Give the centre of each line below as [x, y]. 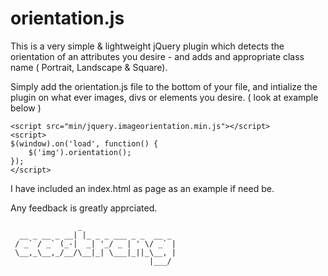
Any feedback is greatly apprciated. [84, 208]
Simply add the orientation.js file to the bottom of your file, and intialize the [164, 86]
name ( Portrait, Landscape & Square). [89, 67]
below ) [26, 108]
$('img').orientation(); [80, 152]
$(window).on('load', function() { [84, 143]
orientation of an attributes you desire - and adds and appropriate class [157, 56]
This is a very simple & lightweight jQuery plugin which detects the [147, 46]
